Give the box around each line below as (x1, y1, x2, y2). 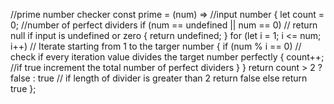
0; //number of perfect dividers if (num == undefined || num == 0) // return (10, 19, 318, 31)
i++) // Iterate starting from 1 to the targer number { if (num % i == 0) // (10, 40, 302, 52)
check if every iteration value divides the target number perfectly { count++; (10, 51, 325, 63)
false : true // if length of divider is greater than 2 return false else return (10, 72, 308, 84)
